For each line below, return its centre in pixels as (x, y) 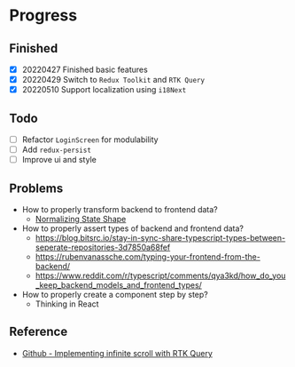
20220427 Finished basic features (85, 69)
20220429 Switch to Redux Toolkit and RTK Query (113, 80)
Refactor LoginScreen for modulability (90, 140)
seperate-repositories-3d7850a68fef (103, 247)
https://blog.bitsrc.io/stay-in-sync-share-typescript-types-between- (160, 238)
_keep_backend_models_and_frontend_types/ (118, 285)
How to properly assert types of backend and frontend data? (133, 228)
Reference (39, 332)
